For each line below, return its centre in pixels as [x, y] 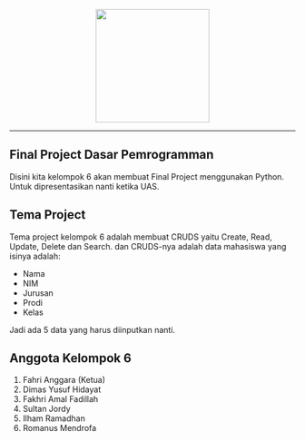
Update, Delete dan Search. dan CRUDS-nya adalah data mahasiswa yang [148, 246]
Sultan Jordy [46, 409]
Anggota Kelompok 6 [70, 358]
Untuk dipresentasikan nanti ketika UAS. [84, 186]
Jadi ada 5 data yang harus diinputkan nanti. [92, 329]
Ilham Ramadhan [54, 418]
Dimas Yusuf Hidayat [62, 389]
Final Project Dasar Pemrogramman [112, 155]
